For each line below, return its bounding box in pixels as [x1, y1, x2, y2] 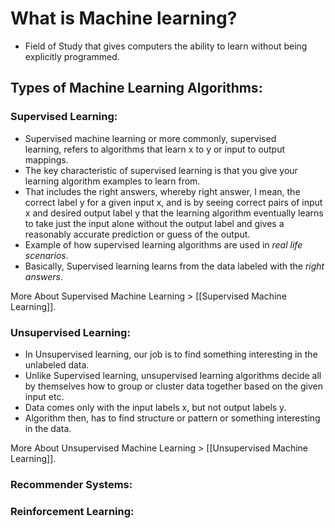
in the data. [24, 422, 72, 434]
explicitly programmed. [24, 50, 120, 62]
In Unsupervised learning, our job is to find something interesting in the [24, 348, 318, 360]
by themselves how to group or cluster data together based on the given [24, 380, 324, 392]
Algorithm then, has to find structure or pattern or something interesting [24, 412, 321, 424]
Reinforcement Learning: [10, 504, 135, 518]
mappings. [24, 153, 69, 166]
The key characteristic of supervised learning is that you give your [24, 164, 298, 176]
